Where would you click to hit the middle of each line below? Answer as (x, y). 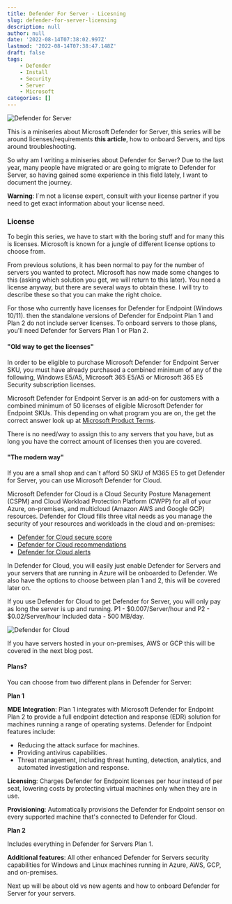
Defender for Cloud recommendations (72, 544)
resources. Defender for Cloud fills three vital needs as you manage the (110, 516)
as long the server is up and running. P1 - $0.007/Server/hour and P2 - (109, 608)
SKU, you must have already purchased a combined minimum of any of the (115, 370)
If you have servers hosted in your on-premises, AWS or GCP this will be (111, 643)
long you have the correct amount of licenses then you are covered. (105, 441)
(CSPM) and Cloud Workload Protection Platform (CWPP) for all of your (109, 501)
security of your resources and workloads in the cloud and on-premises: (111, 523)
